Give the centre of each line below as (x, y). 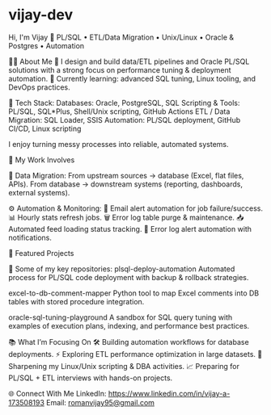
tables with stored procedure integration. (76, 301)
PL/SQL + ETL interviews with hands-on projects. (91, 378)
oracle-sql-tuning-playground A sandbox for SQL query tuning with (121, 317)
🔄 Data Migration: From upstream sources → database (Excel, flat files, (126, 175)
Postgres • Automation (47, 45)
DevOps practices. (39, 87)
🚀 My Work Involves (42, 160)
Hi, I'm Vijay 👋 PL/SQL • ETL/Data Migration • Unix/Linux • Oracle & (121, 37)
